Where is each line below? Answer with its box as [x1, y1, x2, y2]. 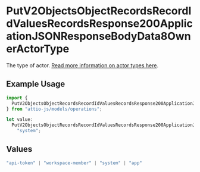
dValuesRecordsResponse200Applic [6, 17, 193, 30]
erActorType [6, 42, 70, 56]
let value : [6, 117, 33, 123]
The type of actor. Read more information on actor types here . [6, 61, 159, 69]
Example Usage [6, 79, 65, 89]
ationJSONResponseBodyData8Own [6, 30, 192, 43]
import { [6, 95, 28, 101]
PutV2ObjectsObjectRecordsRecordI [6, 4, 192, 18]
